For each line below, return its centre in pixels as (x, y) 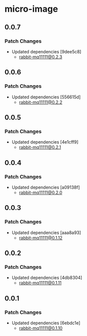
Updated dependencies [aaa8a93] (46, 232)
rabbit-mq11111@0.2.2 (41, 102)
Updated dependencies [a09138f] (46, 187)
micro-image (31, 9)
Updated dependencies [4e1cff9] (45, 142)
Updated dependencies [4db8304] (47, 278)
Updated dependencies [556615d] (46, 97)
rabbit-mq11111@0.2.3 (41, 57)
